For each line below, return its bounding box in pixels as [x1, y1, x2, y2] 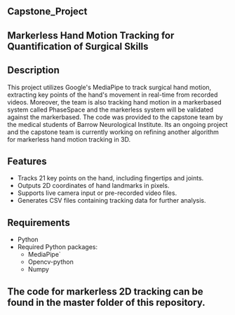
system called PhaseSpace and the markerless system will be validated [7, 105, 214, 114]
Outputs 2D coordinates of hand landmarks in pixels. [17, 182, 170, 190]
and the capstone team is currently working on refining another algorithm [7, 128, 220, 136]
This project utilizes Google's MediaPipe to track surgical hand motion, [7, 83, 212, 91]
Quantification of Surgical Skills [7, 40, 149, 52]
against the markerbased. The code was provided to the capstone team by [7, 112, 223, 121]
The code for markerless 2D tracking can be [7, 286, 203, 297]
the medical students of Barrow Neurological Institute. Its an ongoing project [7, 120, 228, 128]
